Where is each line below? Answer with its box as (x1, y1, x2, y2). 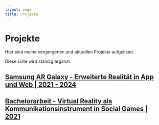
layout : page (5, 7, 32, 12)
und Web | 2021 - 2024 (5, 80, 77, 89)
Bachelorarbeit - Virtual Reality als (5, 97, 113, 105)
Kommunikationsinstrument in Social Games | (5, 105, 148, 113)
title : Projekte (5, 12, 38, 17)
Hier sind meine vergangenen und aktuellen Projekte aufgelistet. (5, 49, 135, 55)
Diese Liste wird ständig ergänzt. (5, 58, 71, 64)
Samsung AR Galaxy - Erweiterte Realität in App (5, 73, 154, 81)
